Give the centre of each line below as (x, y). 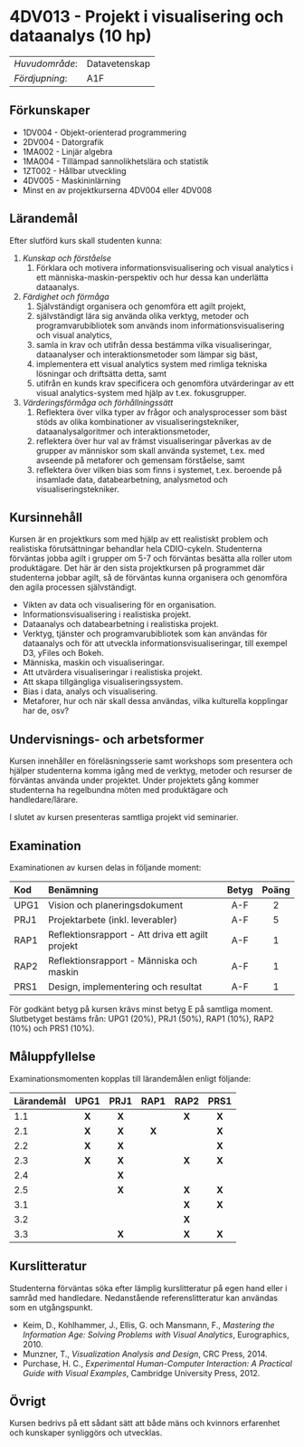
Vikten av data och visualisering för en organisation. (119, 605)
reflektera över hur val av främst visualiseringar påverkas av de (154, 440)
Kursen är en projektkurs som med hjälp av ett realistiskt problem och (139, 539)
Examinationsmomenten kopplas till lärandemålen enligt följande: (130, 1078)
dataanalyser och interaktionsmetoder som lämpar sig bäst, (147, 354)
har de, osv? (46, 711)
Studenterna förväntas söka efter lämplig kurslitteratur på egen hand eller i (148, 1288)
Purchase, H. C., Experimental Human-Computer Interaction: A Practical (157, 1363)
